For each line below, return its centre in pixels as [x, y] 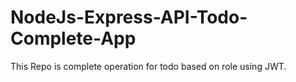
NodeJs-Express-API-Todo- [129, 17]
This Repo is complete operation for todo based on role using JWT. [148, 66]
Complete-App [73, 38]
